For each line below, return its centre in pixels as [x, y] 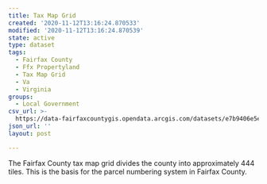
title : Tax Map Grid [43, 15]
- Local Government [48, 104]
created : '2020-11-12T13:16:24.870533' [74, 23]
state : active [32, 38]
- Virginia [33, 89]
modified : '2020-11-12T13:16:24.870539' [76, 30]
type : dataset [32, 45]
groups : [21, 97]
